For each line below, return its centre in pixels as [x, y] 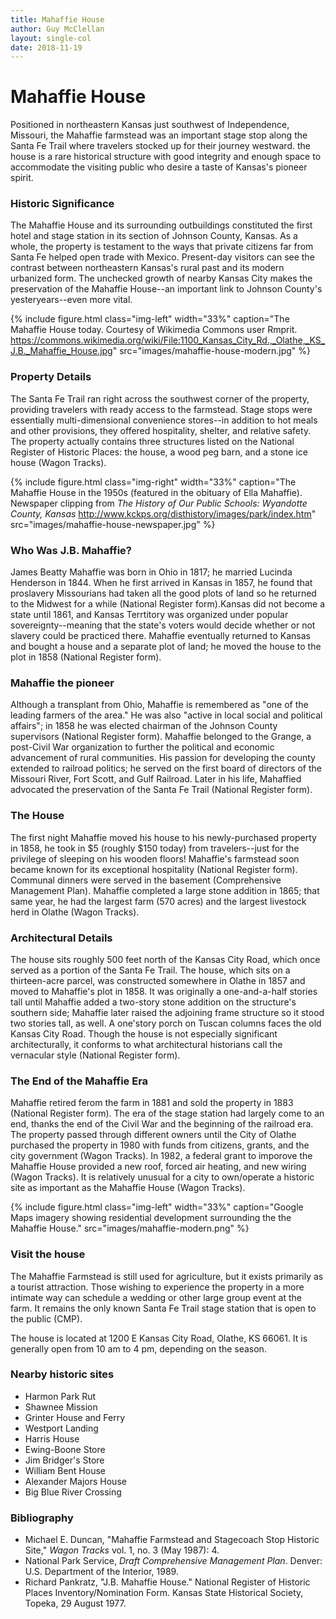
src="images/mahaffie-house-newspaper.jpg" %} [113, 524]
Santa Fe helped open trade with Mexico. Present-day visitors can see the [162, 257]
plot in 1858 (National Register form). [86, 657]
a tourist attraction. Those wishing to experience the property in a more [157, 1287]
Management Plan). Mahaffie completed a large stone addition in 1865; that [165, 890]
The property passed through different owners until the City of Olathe [153, 1135]
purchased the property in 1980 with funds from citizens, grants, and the [160, 1145]
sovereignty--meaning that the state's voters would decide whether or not [163, 625]
